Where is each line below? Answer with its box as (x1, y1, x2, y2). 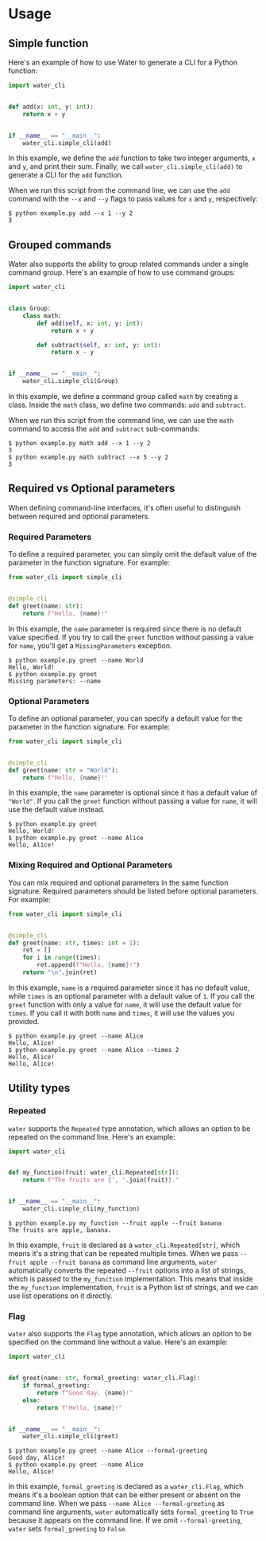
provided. (8, 1016, 40, 1026)
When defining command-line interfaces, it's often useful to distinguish (8, 503, 241, 512)
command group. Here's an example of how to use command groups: (8, 268, 236, 277)
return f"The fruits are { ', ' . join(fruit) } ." (22, 1176, 179, 1184)
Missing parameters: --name (8, 677, 102, 685)
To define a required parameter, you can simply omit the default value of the (8, 550, 257, 559)
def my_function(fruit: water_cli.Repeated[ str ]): (8, 1168, 179, 1177)
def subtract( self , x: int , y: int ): (37, 341, 161, 349)
